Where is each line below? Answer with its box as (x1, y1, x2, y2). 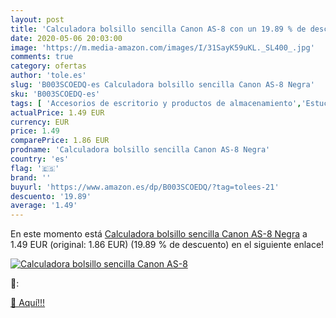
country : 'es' (10, 154, 70, 164)
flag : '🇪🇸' (10, 163, 60, 173)
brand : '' (10, 172, 52, 183)
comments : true (10, 52, 74, 62)
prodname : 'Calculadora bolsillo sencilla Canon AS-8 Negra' (10, 145, 271, 155)
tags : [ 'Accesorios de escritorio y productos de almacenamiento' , (10, 98, 302, 108)
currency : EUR (10, 117, 70, 127)
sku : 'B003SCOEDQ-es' (10, 89, 101, 99)
